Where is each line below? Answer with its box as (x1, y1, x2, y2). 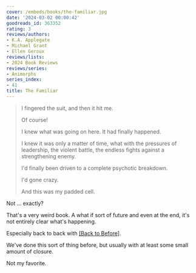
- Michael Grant (6, 43, 47, 49)
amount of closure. (6, 248, 53, 255)
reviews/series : (6, 65, 47, 72)
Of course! (21, 116, 49, 123)
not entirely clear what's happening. (6, 218, 96, 225)
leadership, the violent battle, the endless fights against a (21, 146, 165, 153)
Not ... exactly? (6, 200, 44, 207)
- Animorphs (6, 71, 36, 77)
